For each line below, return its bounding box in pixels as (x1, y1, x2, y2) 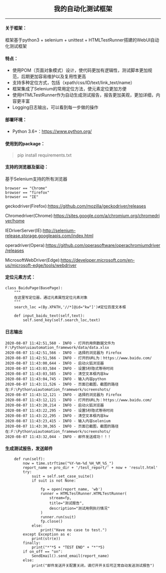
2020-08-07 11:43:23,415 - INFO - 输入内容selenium (5, 419, 111, 424)
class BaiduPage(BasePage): (5, 286, 63, 290)
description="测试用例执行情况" (49, 506, 110, 511)
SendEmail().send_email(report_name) (31, 554, 110, 559)
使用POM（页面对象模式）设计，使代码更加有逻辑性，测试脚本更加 (12, 67, 148, 73)
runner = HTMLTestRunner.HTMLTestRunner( (40, 491, 127, 496)
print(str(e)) (31, 536, 61, 541)
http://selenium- (42, 227, 76, 233)
